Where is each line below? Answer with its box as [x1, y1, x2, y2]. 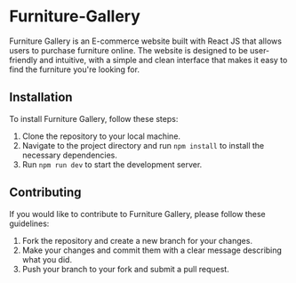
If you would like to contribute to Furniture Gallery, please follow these [9, 208, 266, 219]
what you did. [21, 254, 73, 264]
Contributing [9, 185, 82, 200]
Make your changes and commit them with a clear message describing [21, 245, 283, 255]
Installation [9, 90, 73, 105]
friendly [9, 54, 38, 65]
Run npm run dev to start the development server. [21, 158, 203, 170]
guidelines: [9, 218, 50, 229]
